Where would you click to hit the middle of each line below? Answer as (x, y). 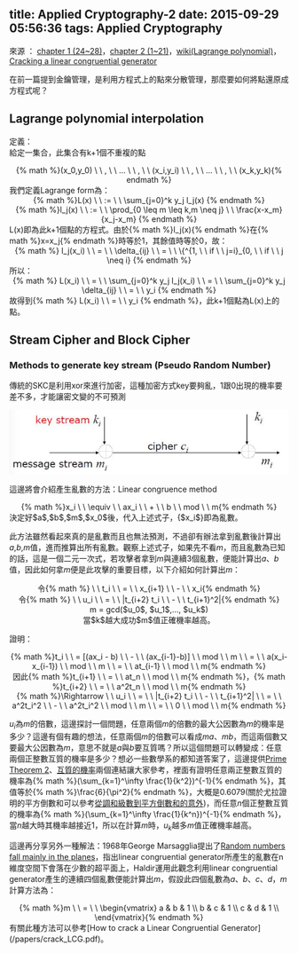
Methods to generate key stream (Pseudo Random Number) (140, 365)
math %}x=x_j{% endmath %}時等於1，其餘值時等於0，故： (118, 240)
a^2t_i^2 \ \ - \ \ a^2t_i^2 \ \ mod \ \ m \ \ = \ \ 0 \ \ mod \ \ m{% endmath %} (149, 705)
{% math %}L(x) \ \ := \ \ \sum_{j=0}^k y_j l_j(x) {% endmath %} (149, 200)
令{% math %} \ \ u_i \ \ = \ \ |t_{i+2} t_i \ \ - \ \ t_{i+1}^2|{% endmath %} (149, 599)
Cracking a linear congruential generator (83, 60)
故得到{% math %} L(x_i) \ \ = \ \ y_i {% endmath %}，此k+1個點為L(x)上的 (145, 300)
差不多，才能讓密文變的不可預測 (67, 397)
